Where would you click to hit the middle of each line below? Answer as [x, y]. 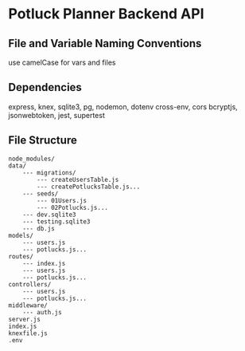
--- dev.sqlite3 [50, 215]
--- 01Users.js [62, 200]
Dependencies [45, 87]
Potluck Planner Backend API [106, 14]
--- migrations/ [50, 172]
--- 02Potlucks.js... [73, 207]
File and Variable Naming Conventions [105, 43]
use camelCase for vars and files [62, 62]
